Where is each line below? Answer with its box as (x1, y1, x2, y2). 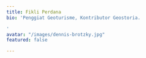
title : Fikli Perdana (6, 9, 62, 15)
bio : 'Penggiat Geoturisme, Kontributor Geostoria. (6, 15, 141, 21)
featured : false (6, 37, 48, 43)
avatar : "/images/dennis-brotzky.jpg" (6, 31, 105, 37)
